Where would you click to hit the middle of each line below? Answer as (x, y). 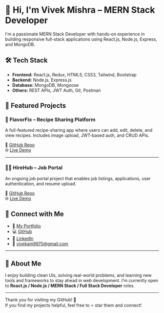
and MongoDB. (20, 44)
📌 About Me (23, 263)
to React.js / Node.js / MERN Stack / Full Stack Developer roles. (70, 286)
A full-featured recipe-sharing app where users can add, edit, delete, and (79, 130)
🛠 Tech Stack (26, 60)
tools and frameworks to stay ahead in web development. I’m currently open (82, 281)
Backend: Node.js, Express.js (42, 80)
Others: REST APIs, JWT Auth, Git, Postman (56, 90)
